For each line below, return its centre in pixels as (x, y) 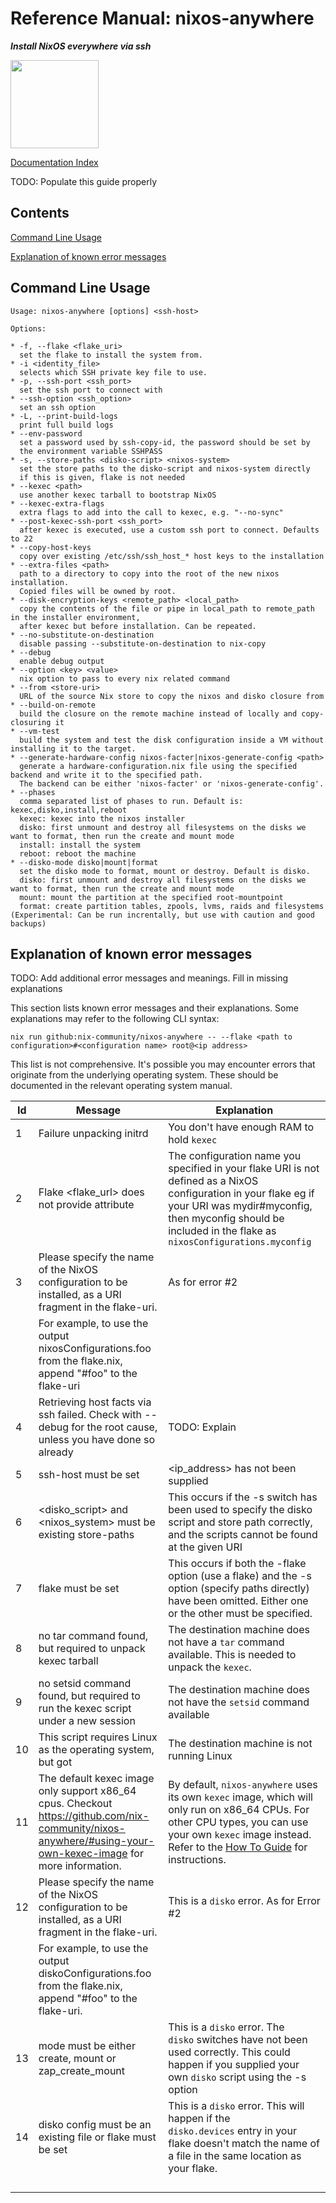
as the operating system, (96, 1750)
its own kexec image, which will (240, 1797)
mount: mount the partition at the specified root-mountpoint (151, 897)
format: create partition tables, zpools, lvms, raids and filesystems (172, 906)
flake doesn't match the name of (244, 2144)
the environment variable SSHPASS (91, 451)
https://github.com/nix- (94, 1816)
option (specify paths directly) (239, 1589)
